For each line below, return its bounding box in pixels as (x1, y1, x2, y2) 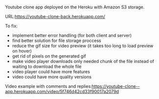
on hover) (12, 48, 32, 54)
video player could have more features (12, 69, 91, 75)
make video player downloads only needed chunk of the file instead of (12, 59, 154, 64)
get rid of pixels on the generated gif (12, 53, 87, 59)
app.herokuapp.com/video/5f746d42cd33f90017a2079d (5, 89, 119, 94)
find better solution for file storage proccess (12, 38, 101, 43)
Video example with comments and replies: (5, 83, 92, 89)
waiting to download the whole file (12, 63, 82, 69)
